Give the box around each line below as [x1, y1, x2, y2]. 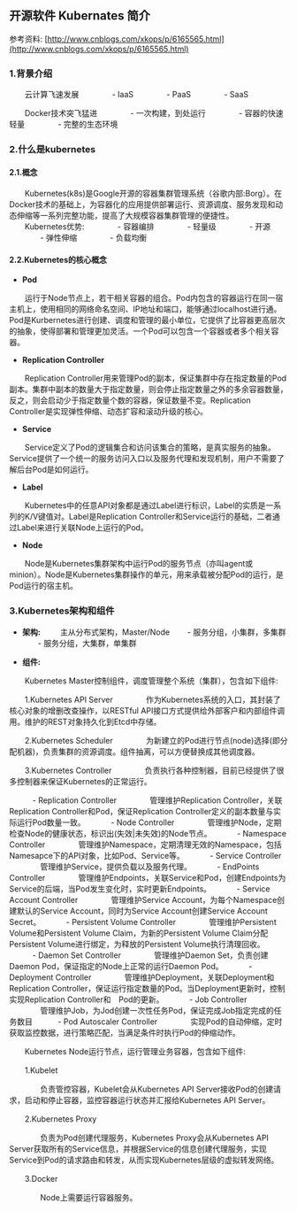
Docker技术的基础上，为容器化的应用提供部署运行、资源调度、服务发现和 [9, 199, 276, 210]
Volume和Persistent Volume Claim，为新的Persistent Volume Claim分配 [9, 928, 269, 938]
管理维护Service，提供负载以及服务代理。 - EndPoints [39, 861, 260, 872]
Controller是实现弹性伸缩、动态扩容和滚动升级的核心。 [9, 406, 209, 417]
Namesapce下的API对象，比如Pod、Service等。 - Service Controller [9, 850, 282, 860]
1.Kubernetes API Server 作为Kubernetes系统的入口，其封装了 [24, 694, 281, 705]
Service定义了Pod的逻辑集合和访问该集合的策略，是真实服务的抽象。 [24, 442, 276, 453]
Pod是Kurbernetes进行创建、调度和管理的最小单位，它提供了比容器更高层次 [9, 315, 286, 326]
